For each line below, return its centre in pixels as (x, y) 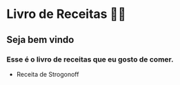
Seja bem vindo (40, 40)
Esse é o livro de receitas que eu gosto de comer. (90, 59)
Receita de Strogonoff (48, 74)
